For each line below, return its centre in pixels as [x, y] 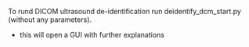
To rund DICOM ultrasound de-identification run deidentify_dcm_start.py [125, 11]
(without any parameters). [50, 20]
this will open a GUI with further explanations [92, 35]
